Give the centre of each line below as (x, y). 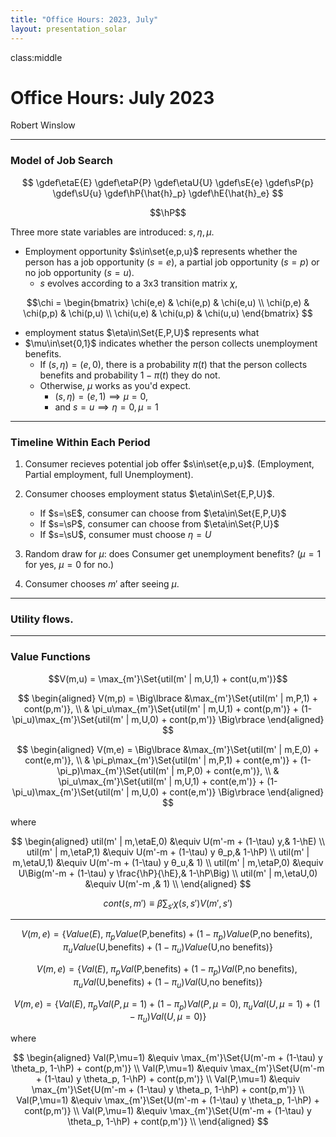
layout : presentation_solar (69, 29)
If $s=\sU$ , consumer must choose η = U (125, 535)
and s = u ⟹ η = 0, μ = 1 (106, 407)
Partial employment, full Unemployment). (109, 475)
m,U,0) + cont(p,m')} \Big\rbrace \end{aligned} (228, 719)
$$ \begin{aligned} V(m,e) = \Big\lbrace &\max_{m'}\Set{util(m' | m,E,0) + (168, 749)
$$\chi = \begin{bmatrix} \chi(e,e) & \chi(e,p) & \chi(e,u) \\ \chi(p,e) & (168, 302)
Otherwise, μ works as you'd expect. (115, 385)
